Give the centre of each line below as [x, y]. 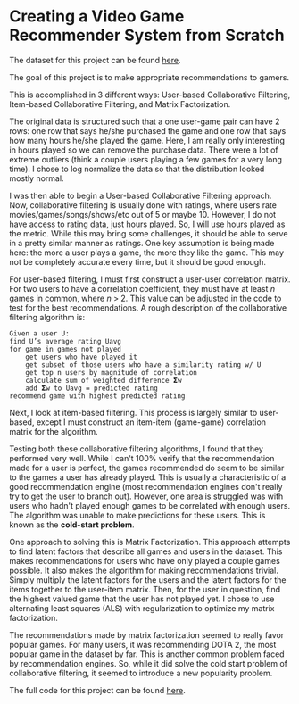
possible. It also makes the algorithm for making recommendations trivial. [144, 570]
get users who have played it [82, 357]
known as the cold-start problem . [72, 525]
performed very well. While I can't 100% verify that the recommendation [142, 458]
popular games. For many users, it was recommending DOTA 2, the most [143, 644]
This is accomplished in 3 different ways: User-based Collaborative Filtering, [150, 95]
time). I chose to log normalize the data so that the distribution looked [137, 169]
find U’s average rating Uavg [66, 341]
